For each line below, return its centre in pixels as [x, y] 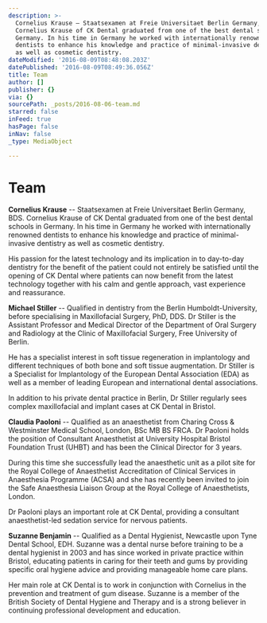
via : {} [21, 97]
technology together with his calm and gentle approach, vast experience [127, 284]
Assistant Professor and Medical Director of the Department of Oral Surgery [132, 325]
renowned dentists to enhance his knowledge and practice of [108, 235]
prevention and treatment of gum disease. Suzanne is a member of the [124, 594]
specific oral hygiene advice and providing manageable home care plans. [128, 570]
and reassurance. [37, 293]
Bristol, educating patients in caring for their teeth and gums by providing [128, 561]
